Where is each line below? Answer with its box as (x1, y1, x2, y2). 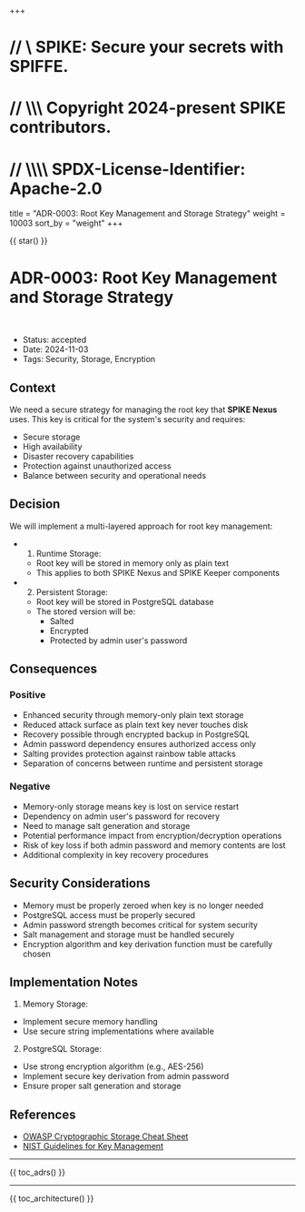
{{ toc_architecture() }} (9, 1193, 94, 1204)
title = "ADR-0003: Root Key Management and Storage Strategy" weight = (9, 208, 286, 219)
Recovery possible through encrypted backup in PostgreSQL (22, 729, 251, 740)
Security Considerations (9, 875, 152, 892)
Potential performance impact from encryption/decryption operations (22, 830, 282, 841)
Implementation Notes (9, 975, 139, 990)
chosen (22, 948, 52, 959)
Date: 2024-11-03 (22, 344, 89, 355)
